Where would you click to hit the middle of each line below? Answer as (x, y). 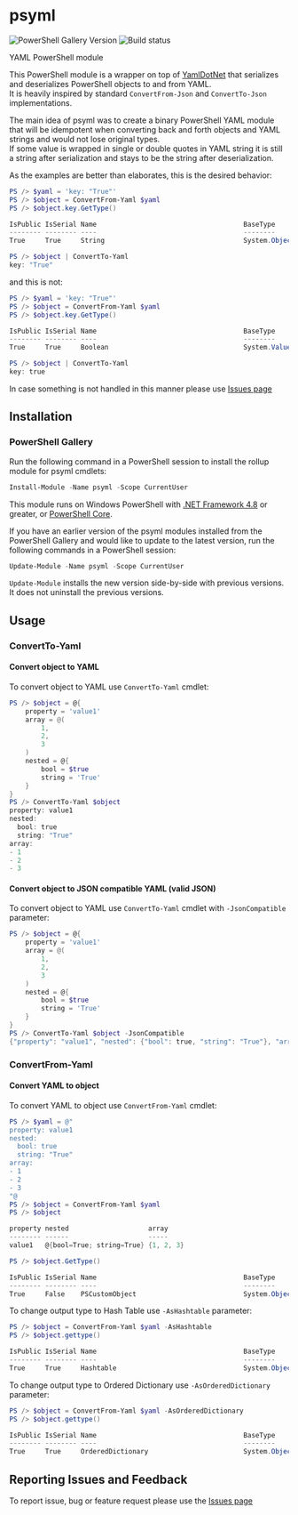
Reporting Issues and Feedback (98, 1479)
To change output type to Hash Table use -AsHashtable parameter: (131, 1311)
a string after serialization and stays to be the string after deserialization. (141, 157)
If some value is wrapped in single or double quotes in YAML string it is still (146, 149)
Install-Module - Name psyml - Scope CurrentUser (99, 487)
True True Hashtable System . (141, 1368)
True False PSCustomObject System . (141, 1294)
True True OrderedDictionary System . (141, 1452)
